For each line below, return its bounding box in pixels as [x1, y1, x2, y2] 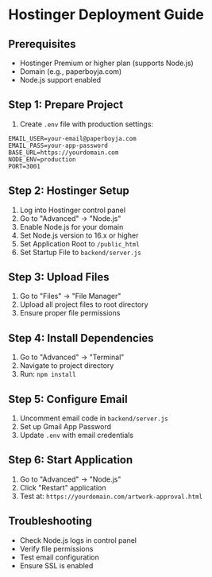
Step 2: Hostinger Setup [8, 184, 129, 198]
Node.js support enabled [19, 76, 102, 84]
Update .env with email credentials [19, 431, 133, 440]
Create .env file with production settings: [19, 119, 153, 129]
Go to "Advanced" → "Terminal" [19, 352, 125, 362]
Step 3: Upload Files [8, 270, 110, 284]
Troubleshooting [8, 514, 93, 528]
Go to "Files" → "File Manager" [19, 292, 121, 301]
